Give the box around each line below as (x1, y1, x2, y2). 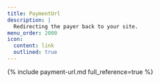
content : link (13, 42, 54, 49)
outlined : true (13, 49, 58, 56)
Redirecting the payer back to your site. (13, 23, 138, 30)
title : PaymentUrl (7, 10, 61, 17)
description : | (7, 17, 51, 24)
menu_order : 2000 (7, 29, 58, 37)
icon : (7, 36, 23, 43)
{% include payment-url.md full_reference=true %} (7, 67, 154, 76)
